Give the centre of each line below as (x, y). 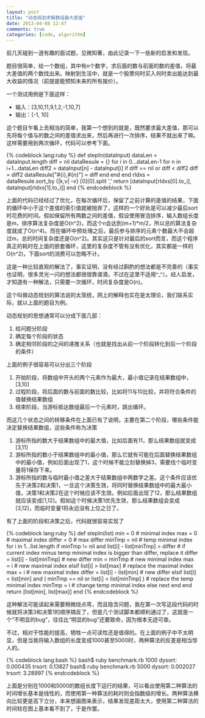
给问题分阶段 (31, 329)
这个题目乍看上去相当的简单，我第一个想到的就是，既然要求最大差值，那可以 (103, 128)
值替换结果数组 (34, 399)
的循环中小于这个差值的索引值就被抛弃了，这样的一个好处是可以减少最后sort (102, 208)
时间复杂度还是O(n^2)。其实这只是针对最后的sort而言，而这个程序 (115, 238)
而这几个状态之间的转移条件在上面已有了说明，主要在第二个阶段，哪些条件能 (103, 420)
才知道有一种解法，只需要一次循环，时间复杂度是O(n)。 (76, 282)
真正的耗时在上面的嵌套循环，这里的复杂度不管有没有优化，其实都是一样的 (100, 246)
